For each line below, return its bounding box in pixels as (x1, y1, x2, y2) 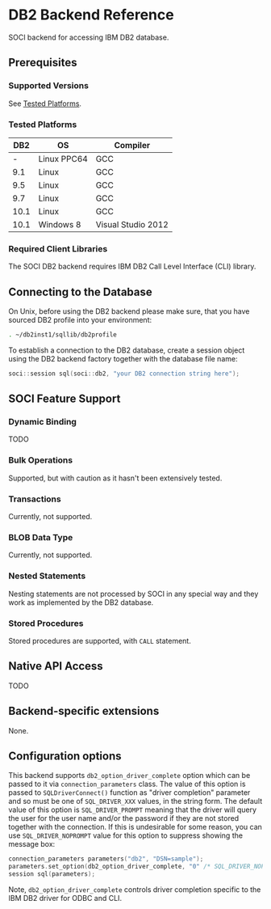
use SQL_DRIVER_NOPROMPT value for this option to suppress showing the (8, 831, 244, 840)
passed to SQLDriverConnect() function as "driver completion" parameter (8, 788, 251, 797)
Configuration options (8, 749, 123, 763)
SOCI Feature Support (8, 392, 121, 406)
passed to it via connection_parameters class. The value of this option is (8, 779, 246, 789)
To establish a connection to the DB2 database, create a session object (8, 345, 245, 355)
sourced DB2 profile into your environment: (8, 315, 152, 325)
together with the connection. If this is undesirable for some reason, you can (8, 822, 262, 832)
